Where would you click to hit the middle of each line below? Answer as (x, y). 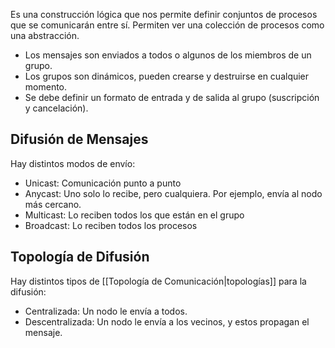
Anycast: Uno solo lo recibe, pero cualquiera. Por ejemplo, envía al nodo (173, 193)
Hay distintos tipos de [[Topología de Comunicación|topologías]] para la (158, 281)
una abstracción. (45, 35)
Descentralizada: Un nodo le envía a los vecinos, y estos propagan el (167, 321)
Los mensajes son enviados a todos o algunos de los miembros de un (168, 55)
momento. (46, 87)
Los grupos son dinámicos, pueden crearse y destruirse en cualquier (167, 76)
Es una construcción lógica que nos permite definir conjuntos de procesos (164, 14)
